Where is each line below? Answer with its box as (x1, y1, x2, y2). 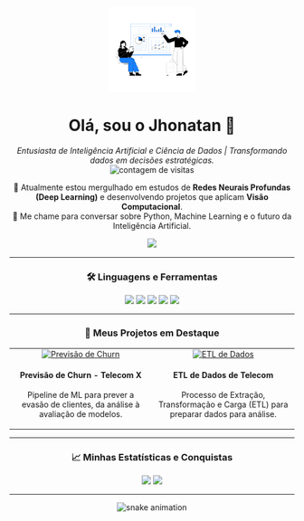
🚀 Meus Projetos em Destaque (84, 327, 220, 339)
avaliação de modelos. (39, 409, 123, 420)
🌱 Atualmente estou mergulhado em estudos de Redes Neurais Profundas (13, 182, 291, 193)
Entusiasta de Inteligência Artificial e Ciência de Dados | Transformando (16, 145, 288, 156)
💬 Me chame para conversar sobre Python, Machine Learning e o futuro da (12, 211, 292, 222)
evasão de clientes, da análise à (21, 399, 140, 410)
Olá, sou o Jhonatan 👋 (68, 116, 236, 136)
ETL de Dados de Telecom (173, 369, 274, 380)
